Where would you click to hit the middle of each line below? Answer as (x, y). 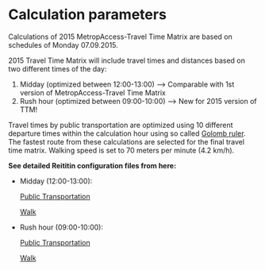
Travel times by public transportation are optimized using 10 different (121, 125)
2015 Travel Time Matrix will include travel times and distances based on (127, 60)
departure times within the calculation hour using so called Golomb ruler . (127, 133)
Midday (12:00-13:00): (56, 181)
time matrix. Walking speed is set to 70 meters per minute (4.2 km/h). (121, 150)
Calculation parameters (87, 15)
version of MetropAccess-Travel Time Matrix (93, 92)
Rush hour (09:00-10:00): (61, 227)
